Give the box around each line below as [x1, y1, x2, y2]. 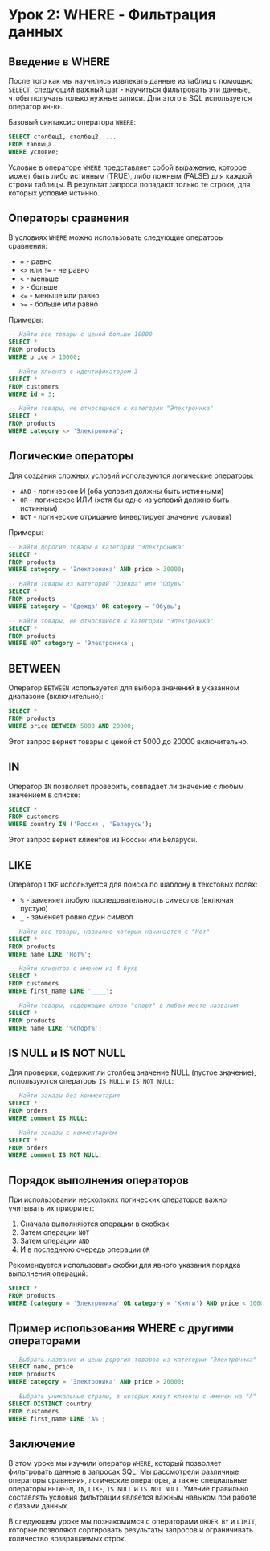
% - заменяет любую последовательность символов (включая [19, 895, 234, 904]
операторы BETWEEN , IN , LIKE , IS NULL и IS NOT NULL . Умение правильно [8, 1484, 249, 1494]
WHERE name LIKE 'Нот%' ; [8, 950, 92, 958]
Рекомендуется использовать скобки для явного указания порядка [8, 1261, 241, 1270]
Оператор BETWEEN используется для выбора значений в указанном [8, 683, 239, 693]
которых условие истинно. [8, 187, 100, 198]
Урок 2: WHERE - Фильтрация [8, 6, 216, 24]
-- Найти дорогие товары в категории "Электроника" [8, 543, 185, 551]
